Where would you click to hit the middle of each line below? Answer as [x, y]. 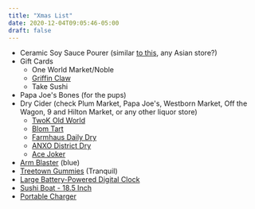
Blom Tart [47, 129]
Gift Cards [36, 61]
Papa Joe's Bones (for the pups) [73, 95]
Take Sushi [50, 87]
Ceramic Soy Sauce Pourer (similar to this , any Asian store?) [118, 53]
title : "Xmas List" [41, 15]
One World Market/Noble [73, 70]
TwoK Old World [59, 121]
